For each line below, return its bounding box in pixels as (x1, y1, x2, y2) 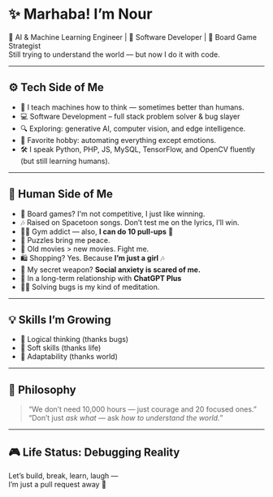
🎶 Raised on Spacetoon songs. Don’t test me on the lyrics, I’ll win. (19, 217, 240, 227)
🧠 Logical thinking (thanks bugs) (19, 335, 128, 344)
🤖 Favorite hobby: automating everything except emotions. (19, 135, 217, 145)
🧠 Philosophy (8, 382, 76, 396)
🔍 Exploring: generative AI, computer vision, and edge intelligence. (19, 123, 246, 133)
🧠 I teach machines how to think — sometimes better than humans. (19, 102, 245, 112)
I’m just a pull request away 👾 (8, 480, 107, 489)
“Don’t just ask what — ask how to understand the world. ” (28, 413, 223, 423)
